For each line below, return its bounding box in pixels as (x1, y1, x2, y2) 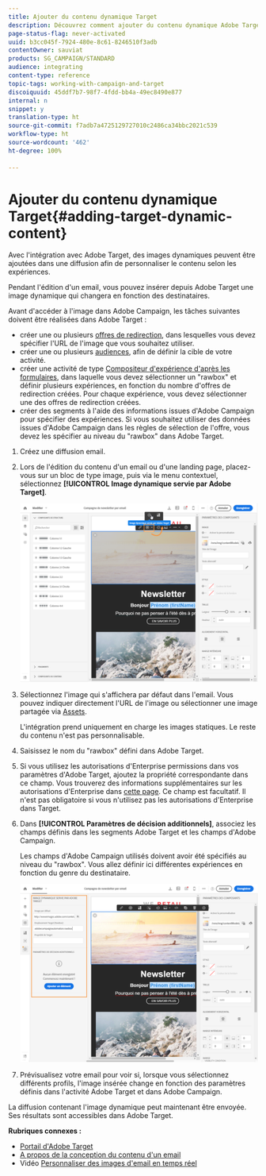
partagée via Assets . (19, 707, 87, 716)
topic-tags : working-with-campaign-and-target (8, 79, 165, 87)
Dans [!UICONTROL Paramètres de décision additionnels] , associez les (19, 819, 256, 828)
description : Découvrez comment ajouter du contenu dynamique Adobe (8, 21, 239, 29)
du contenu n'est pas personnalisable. (19, 731, 145, 740)
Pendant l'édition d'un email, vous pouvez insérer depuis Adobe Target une (8, 283, 254, 292)
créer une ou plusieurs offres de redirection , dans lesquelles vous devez (19, 330, 256, 340)
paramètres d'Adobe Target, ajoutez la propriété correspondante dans (19, 769, 249, 779)
